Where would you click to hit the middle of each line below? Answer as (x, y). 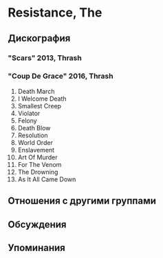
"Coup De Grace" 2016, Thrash (61, 76)
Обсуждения (37, 225)
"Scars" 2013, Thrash (45, 58)
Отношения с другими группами (82, 201)
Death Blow (34, 128)
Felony (27, 120)
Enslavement (36, 150)
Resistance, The (55, 13)
